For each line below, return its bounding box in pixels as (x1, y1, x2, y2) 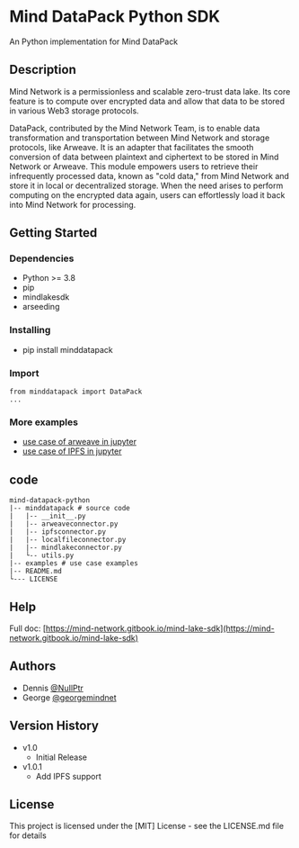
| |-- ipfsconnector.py (9, 528, 106, 537)
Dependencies (9, 252, 75, 265)
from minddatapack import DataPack (9, 387, 143, 397)
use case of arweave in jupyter (22, 437, 137, 447)
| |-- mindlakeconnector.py (9, 543, 123, 553)
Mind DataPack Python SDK (9, 6, 221, 27)
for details (9, 830, 47, 841)
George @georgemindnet (22, 691, 117, 703)
